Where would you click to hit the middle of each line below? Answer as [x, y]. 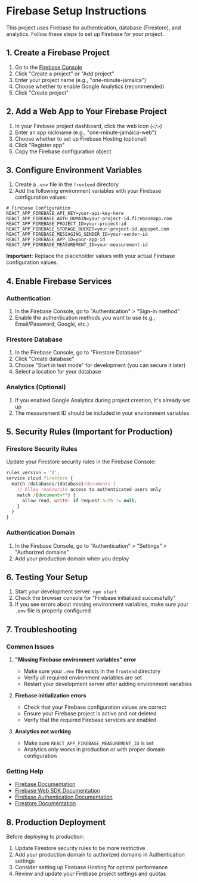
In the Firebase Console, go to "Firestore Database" [78, 353]
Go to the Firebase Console [48, 67]
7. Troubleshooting [42, 629]
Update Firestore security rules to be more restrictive [80, 848]
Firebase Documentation [45, 784]
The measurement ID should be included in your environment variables [102, 413]
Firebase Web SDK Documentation [57, 791]
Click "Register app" [40, 145]
